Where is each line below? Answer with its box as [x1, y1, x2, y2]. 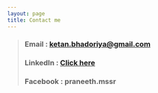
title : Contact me [7, 17, 61, 24]
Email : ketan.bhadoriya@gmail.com [24, 40, 151, 49]
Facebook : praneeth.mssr [24, 77, 117, 87]
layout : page [7, 10, 45, 17]
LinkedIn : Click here [24, 58, 96, 68]
